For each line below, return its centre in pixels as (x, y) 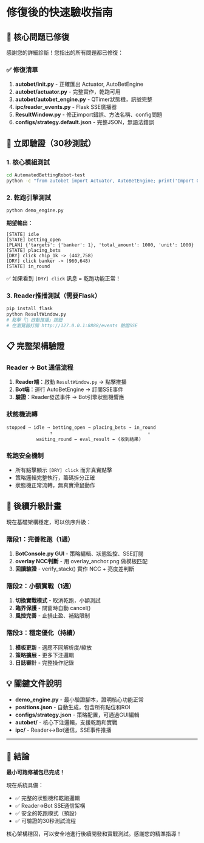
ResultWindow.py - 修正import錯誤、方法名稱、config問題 (89, 115)
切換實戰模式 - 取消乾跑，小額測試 (58, 600)
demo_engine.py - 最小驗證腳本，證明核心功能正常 (79, 699)
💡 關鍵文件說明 (34, 684)
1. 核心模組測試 (28, 162)
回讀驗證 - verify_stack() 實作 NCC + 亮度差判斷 (75, 569)
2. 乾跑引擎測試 (29, 197)
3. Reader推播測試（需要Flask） (54, 296)
